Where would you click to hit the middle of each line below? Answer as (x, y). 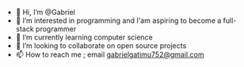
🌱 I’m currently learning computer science (84, 37)
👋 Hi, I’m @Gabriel (45, 12)
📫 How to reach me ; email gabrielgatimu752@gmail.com (110, 54)
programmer (56, 29)
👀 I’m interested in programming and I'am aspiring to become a (118, 20)
